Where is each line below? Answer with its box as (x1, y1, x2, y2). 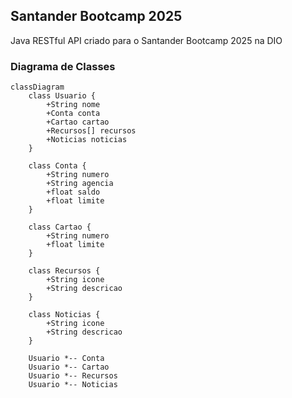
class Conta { (28, 161, 87, 171)
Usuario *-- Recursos (28, 371, 118, 381)
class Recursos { (28, 266, 101, 276)
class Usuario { (28, 91, 97, 101)
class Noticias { (28, 310, 101, 320)
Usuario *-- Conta (28, 354, 105, 364)
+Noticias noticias (46, 135, 128, 145)
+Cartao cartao (46, 117, 110, 128)
